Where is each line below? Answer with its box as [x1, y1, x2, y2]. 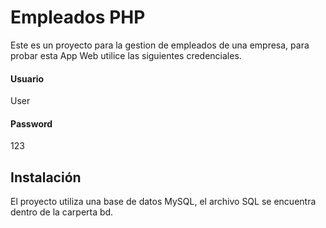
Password [10, 117, 53, 130]
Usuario [10, 72, 45, 85]
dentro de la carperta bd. [10, 206, 114, 218]
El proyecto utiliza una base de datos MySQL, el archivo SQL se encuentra [10, 196, 317, 208]
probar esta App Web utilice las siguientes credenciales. [10, 49, 242, 61]
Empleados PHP [10, 6, 146, 29]
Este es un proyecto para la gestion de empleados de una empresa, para [10, 39, 310, 51]
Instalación [10, 169, 82, 186]
